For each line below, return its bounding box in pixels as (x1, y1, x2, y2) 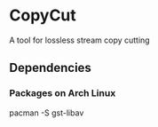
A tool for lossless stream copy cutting (9, 35, 150, 45)
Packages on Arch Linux (9, 87, 116, 99)
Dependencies (9, 60, 91, 75)
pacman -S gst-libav (9, 107, 84, 118)
